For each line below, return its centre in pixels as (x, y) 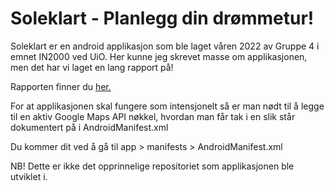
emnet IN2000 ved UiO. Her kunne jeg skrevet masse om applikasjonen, (159, 56)
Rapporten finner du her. (61, 86)
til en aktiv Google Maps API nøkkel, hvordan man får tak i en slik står (153, 116)
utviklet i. (29, 176)
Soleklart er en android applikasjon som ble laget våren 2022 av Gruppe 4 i (165, 46)
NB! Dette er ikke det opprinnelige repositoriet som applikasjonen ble (152, 166)
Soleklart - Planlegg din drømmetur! (162, 18)
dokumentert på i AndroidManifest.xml (89, 127)
